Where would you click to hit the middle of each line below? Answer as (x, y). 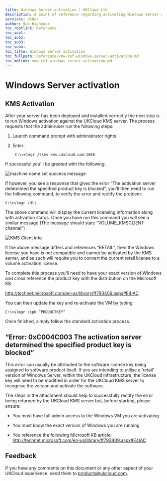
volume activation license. (32, 263)
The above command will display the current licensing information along (79, 212)
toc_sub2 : (15, 38)
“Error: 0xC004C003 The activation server (73, 337)
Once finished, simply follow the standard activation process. (68, 321)
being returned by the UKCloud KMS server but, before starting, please (78, 401)
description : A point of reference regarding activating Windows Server (82, 14)
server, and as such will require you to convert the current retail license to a (83, 258)
